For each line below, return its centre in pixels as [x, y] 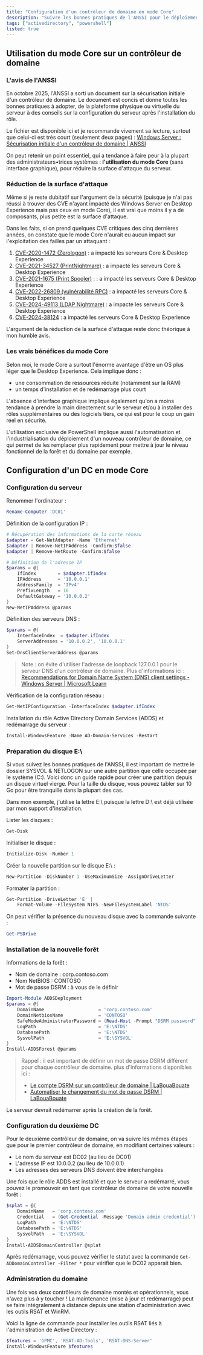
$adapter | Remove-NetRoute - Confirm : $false [63, 551]
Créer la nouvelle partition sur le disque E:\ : [61, 865]
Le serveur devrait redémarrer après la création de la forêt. [79, 1110]
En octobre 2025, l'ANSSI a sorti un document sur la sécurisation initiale [96, 93]
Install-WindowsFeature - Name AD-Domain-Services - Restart [82, 735]
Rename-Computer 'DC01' [36, 512]
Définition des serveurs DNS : [43, 619]
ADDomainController [31, 1264]
